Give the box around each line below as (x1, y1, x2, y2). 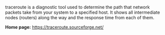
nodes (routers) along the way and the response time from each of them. (5, 15, 155, 20)
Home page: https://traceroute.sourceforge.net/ (5, 24, 104, 30)
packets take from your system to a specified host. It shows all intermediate (5, 9, 160, 15)
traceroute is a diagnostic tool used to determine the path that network (5, 4, 150, 10)
